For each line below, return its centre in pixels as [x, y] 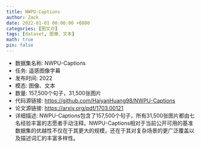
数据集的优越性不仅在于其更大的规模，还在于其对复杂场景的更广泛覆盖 [102, 130]
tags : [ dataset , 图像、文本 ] [41, 34]
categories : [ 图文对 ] [32, 28]
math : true [20, 40]
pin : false [20, 46]
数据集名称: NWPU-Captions [50, 63]
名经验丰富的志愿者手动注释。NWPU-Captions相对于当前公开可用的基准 [104, 123]
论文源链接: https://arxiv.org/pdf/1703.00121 [69, 108]
